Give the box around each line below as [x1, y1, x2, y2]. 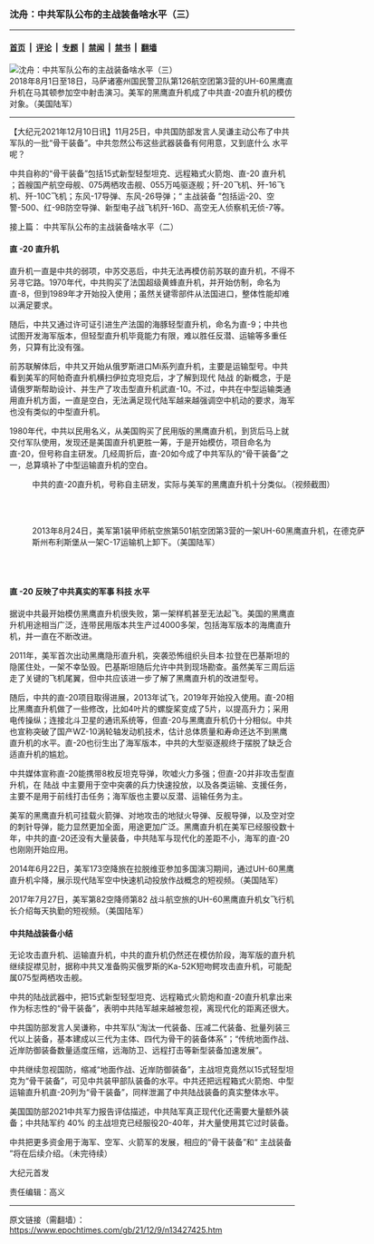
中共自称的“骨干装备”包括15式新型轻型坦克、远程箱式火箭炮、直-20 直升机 [9, 168, 286, 179]
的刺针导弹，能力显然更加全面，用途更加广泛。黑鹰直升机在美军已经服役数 [9, 821, 287, 832]
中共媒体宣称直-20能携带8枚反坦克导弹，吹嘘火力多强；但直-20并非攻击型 [9, 768, 287, 779]
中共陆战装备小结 [9, 927, 73, 938]
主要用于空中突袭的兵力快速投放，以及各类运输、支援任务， [69, 779, 292, 790]
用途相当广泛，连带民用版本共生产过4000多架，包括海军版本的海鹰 [24, 619, 276, 630]
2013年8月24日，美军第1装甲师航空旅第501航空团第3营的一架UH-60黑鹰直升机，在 [32, 524, 341, 536]
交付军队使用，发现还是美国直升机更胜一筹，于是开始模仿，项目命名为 [9, 436, 272, 447]
